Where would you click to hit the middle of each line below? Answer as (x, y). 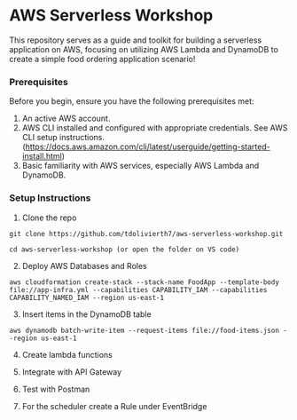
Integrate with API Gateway (72, 372)
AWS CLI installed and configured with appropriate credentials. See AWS (155, 128)
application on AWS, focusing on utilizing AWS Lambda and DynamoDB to (144, 49)
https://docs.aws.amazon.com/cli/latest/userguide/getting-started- (148, 147)
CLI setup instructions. (63, 138)
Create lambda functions (67, 354)
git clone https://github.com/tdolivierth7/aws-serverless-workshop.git (146, 234)
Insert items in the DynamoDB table (87, 314)
